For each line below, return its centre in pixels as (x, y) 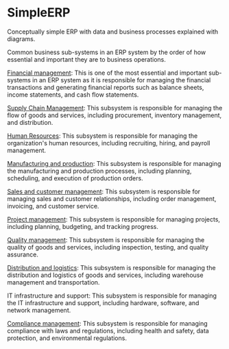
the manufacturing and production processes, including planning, (99, 171)
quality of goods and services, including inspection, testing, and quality (108, 247)
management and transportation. (53, 282)
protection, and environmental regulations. (67, 338)
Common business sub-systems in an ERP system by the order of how (107, 52)
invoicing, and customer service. (53, 206)
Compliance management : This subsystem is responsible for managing (107, 323)
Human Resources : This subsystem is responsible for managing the (103, 136)
